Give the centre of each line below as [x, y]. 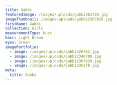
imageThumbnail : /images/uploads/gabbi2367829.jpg [59, 19]
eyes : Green [17, 42]
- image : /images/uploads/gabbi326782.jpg [54, 51]
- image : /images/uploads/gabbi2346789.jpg [55, 56]
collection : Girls [24, 28]
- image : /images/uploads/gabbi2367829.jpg [55, 61]
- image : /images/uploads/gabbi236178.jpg [54, 65]
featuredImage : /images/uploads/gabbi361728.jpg [57, 14]
